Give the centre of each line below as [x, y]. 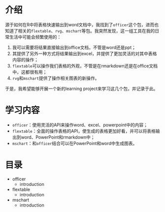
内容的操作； [25, 60]
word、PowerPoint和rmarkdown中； [58, 137]
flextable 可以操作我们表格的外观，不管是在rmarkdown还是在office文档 [85, 66]
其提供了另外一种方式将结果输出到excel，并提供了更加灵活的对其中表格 [84, 53]
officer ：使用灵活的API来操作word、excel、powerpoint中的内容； [80, 125]
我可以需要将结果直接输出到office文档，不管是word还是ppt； [74, 47]
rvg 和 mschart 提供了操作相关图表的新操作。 [56, 78]
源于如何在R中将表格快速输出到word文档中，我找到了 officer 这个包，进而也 [82, 25]
